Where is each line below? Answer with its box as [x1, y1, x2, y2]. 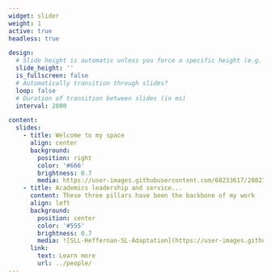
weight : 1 [8, 19, 42, 28]
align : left [29, 199, 70, 207]
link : [29, 244, 49, 252]
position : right [37, 154, 92, 162]
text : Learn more [37, 252, 96, 260]
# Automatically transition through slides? [15, 78, 168, 87]
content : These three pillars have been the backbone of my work [29, 192, 255, 200]
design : [8, 49, 35, 57]
